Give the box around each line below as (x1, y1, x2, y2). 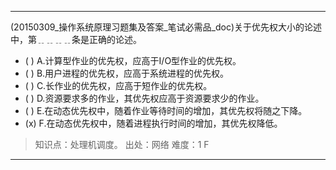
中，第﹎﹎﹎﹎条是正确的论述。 (10, 34, 142, 45)
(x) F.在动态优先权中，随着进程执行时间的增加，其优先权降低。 (24, 117, 283, 129)
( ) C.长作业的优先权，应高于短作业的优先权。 (24, 80, 213, 91)
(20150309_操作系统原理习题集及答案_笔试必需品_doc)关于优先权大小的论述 (10, 21, 323, 33)
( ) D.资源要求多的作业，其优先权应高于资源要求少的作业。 (24, 92, 265, 104)
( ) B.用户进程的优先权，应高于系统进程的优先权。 (24, 67, 230, 79)
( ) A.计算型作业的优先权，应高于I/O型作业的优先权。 (24, 55, 242, 66)
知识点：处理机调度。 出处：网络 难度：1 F (34, 139, 210, 150)
